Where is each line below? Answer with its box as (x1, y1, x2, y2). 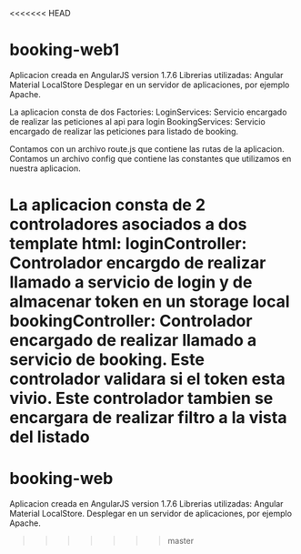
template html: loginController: (9, 234, 247, 254)
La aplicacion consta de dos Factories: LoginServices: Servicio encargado (9, 106, 287, 117)
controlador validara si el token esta (9, 368, 286, 389)
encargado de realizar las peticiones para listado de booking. (9, 126, 239, 136)
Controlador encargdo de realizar (9, 253, 266, 274)
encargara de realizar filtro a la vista (9, 408, 287, 428)
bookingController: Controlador (9, 311, 253, 331)
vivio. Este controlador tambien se (9, 388, 274, 408)
